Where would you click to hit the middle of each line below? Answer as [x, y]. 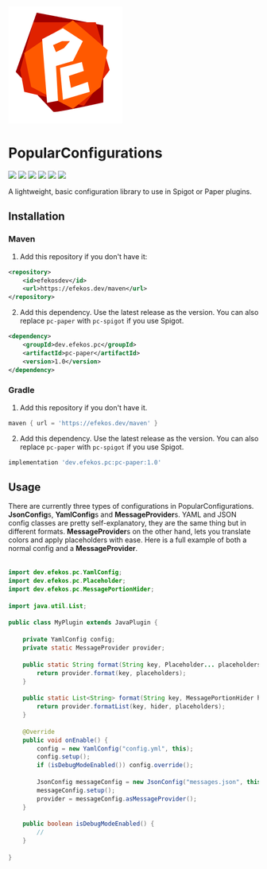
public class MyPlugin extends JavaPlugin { [83, 623]
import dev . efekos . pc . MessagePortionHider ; [81, 589]
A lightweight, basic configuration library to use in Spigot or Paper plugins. [130, 191]
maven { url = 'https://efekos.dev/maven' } [83, 423]
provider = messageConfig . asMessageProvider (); [117, 799]
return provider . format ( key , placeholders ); [112, 673]
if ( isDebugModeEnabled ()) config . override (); [115, 766]
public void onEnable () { [66, 740]
